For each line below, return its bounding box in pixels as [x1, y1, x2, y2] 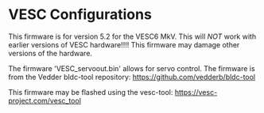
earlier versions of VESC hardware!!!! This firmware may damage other [8, 40, 240, 49]
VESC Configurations [8, 6, 153, 24]
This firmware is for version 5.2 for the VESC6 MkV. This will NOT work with [8, 32, 257, 41]
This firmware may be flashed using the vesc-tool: [8, 87, 173, 96]
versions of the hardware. [8, 48, 93, 58]
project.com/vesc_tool [8, 96, 82, 105]
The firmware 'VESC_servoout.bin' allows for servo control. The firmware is [8, 63, 256, 73]
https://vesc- [174, 87, 218, 96]
